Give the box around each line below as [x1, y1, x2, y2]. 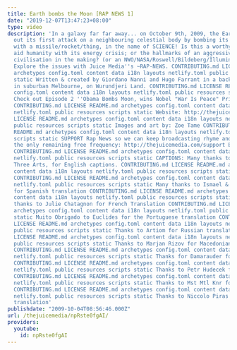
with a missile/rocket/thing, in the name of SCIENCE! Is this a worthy [13, 43, 232, 50]
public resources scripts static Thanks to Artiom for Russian [13, 227, 203, 234]
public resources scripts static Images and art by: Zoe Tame [13, 121, 200, 129]
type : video [7, 23, 42, 30]
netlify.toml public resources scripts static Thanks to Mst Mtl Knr [13, 279, 222, 286]
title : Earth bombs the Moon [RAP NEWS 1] [7, 10, 134, 18]
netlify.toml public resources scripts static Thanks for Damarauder [13, 253, 222, 260]
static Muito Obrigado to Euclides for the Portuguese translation [13, 214, 217, 221]
